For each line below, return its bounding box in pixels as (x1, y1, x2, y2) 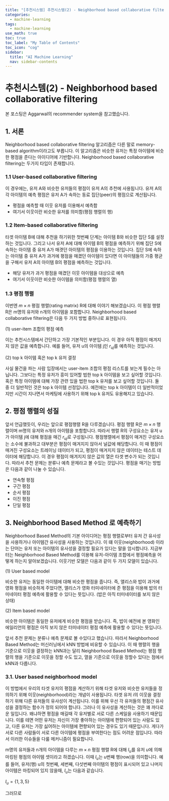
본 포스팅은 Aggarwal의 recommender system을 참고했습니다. (5, 111, 130, 117)
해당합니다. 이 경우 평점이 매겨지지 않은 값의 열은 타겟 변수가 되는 (18, 453, 146, 460)
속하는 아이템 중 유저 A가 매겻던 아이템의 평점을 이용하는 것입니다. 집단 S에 (5, 246, 152, 253)
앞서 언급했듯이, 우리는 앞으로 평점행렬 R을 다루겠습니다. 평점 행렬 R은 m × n (5, 421, 155, 427)
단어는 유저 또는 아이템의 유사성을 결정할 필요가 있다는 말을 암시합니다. (10, 545, 149, 551)
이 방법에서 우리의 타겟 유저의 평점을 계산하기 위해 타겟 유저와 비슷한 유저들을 (5, 685, 157, 691)
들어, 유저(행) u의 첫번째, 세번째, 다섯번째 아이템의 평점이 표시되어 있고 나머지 (10, 761, 163, 767)
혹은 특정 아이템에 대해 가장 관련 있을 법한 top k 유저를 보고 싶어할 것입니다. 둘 (5, 378, 159, 384)
